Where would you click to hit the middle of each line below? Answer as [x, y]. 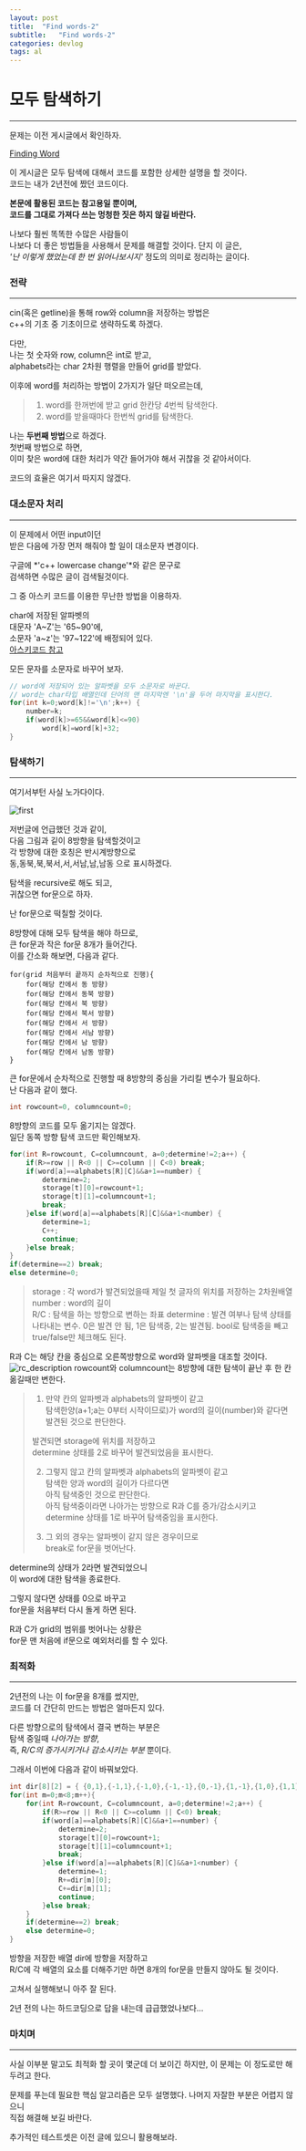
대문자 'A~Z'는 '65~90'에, [56, 627]
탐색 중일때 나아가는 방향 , [55, 1739]
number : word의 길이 [71, 1303]
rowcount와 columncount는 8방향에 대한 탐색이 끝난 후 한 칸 [183, 1368]
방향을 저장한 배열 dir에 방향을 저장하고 [79, 1958]
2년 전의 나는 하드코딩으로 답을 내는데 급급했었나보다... [107, 2008]
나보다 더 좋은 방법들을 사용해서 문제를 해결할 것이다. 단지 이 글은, [126, 245]
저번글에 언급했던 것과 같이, [58, 829]
